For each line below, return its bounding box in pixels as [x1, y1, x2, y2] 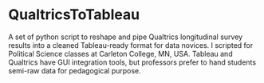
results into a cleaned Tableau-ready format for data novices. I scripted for [8, 40, 254, 49]
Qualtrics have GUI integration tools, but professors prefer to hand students [8, 57, 257, 67]
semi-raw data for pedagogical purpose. [8, 65, 141, 75]
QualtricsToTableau [8, 6, 140, 24]
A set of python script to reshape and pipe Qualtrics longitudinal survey [8, 32, 243, 41]
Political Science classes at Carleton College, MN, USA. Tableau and [8, 49, 233, 58]
